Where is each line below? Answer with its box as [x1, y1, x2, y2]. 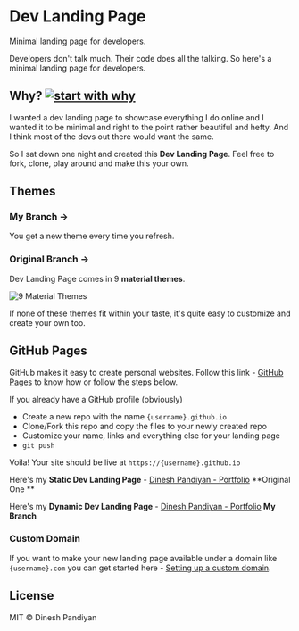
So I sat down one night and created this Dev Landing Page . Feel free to [9, 148, 275, 159]
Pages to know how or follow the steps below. [9, 377, 179, 387]
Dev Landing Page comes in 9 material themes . [9, 273, 186, 284]
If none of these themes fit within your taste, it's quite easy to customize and [9, 308, 291, 319]
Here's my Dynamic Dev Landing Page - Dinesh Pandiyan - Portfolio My [9, 501, 276, 511]
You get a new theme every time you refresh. [9, 230, 175, 242]
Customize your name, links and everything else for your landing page [21, 430, 281, 441]
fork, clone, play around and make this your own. [9, 158, 189, 169]
